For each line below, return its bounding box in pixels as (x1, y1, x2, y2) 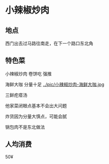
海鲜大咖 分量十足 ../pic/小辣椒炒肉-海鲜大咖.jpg (5, 81, 104, 87)
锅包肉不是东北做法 (5, 124, 45, 130)
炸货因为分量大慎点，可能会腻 (5, 113, 67, 119)
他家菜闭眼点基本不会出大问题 (5, 102, 67, 108)
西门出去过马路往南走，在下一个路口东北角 (5, 41, 93, 46)
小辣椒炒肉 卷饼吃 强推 (5, 71, 52, 77)
